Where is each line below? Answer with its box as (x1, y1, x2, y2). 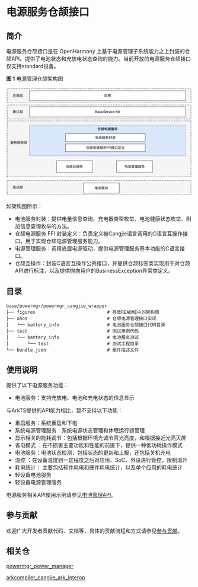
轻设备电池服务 (14, 471, 52, 478)
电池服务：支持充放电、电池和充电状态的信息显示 (14, 394, 135, 401)
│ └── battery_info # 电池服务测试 (6, 334, 139, 341)
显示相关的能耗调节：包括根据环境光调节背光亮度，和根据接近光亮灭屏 (14, 434, 187, 441)
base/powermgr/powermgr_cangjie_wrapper (6, 303, 108, 309)
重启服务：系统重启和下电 (14, 419, 78, 426)
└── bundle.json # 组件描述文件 (6, 347, 139, 353)
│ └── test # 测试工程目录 (6, 341, 139, 347)
